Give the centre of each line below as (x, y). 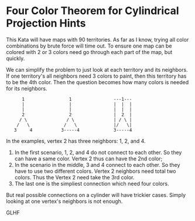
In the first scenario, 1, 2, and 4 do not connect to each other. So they (98, 152)
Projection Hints (46, 23)
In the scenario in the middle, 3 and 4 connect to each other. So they (97, 165)
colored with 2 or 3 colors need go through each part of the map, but (89, 52)
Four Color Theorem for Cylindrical (93, 11)
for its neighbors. (27, 88)
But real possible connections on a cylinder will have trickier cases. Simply (96, 195)
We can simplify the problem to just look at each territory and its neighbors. (97, 69)
